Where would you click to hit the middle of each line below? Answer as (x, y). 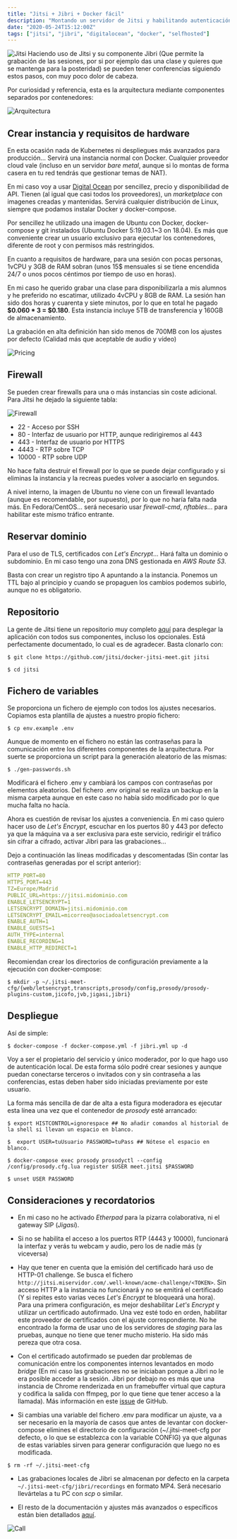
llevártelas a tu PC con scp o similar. (70, 1494)
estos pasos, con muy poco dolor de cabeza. (73, 76)
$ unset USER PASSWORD (41, 1179)
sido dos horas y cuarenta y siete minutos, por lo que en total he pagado (113, 303)
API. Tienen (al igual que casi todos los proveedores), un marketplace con (115, 194)
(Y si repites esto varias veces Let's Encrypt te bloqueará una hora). (116, 1297)
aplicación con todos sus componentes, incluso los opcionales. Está (107, 636)
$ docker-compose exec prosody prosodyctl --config (85, 1160)
